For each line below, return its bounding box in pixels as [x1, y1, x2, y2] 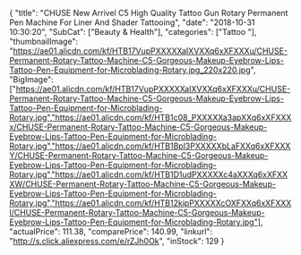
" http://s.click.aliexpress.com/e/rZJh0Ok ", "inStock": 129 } [9, 236, 225, 246]
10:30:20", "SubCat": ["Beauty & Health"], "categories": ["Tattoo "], [9, 27, 257, 37]
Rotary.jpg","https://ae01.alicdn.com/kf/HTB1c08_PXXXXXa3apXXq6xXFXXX [9, 112, 292, 123]
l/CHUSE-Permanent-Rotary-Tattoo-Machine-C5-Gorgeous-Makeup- [9, 208, 265, 217]
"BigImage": [9, 74, 54, 84]
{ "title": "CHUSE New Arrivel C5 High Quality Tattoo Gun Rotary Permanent [9, 8, 288, 18]
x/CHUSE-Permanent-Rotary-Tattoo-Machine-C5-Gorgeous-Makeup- [9, 122, 268, 132]
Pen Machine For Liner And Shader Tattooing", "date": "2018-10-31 [9, 17, 255, 28]
